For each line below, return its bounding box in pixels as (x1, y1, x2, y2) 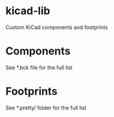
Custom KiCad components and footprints (5, 24, 108, 31)
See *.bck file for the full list (5, 64, 73, 71)
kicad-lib (5, 4, 51, 18)
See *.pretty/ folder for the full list (5, 104, 87, 111)
